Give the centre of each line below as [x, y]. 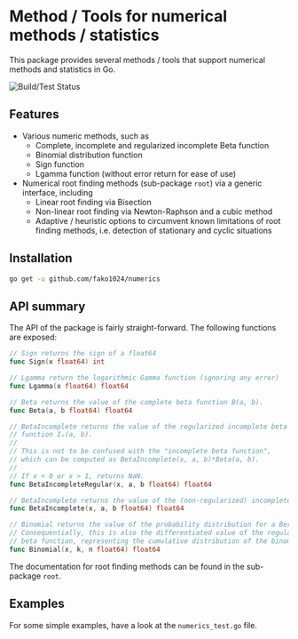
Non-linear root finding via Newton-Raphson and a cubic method [154, 212]
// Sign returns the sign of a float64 [83, 354]
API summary [47, 306]
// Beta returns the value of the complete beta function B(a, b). [137, 402]
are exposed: [33, 337]
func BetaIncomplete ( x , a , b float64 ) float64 [97, 508]
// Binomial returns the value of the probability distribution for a [142, 525]
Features [34, 114]
